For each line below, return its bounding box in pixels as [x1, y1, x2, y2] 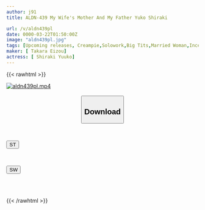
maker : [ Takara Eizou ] [6, 48, 67, 55]
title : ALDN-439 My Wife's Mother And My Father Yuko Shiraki [6, 15, 168, 21]
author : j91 [6, 9, 37, 15]
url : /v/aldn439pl [6, 26, 53, 32]
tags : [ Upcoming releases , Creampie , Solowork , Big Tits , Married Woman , [6, 43, 190, 49]
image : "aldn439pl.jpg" [6, 37, 67, 43]
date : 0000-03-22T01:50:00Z [6, 31, 78, 37]
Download [84, 107, 121, 116]
